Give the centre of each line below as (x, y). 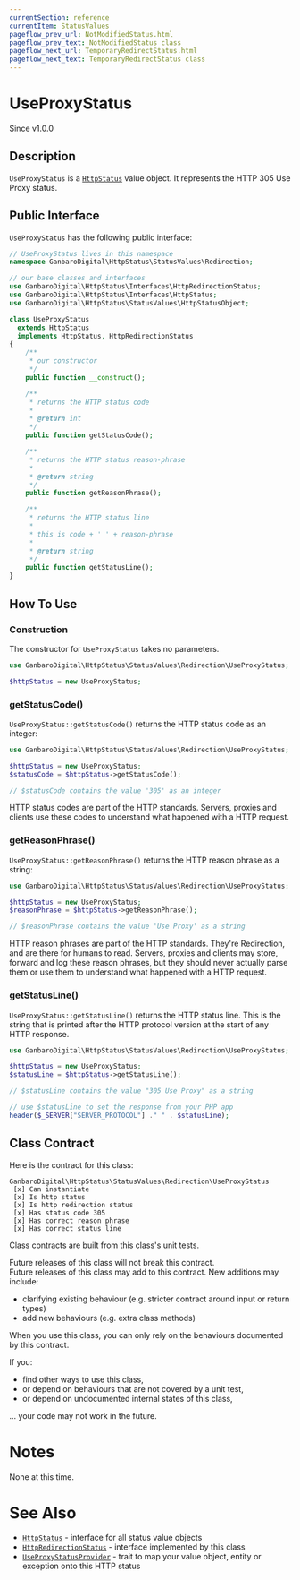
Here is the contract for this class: (71, 1164)
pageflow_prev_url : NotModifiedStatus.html (92, 34)
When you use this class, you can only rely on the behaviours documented (146, 1335)
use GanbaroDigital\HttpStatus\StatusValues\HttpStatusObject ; (129, 303)
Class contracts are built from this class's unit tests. (104, 1245)
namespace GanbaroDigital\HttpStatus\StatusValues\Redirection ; (131, 262)
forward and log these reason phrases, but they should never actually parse (149, 963)
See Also (43, 1512)
